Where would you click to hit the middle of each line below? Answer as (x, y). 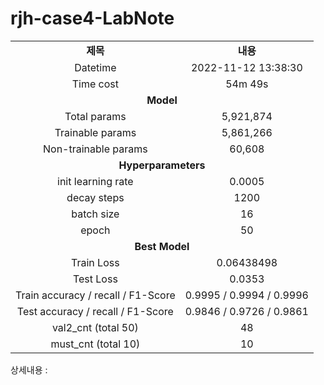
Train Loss (95, 262)
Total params (95, 116)
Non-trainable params (95, 149)
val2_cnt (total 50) (95, 327)
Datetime (95, 67)
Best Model (162, 246)
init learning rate (95, 181)
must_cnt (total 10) (95, 344)
